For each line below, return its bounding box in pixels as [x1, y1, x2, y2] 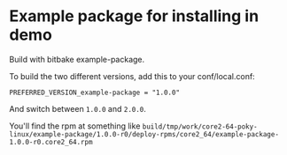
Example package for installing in [9, 6, 260, 26]
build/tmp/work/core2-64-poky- [142, 122, 259, 131]
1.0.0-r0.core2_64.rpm [9, 137, 93, 146]
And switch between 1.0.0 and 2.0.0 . [9, 103, 146, 114]
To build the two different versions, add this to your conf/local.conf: [9, 70, 255, 81]
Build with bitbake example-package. [9, 54, 145, 64]
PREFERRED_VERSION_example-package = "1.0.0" [9, 88, 180, 97]
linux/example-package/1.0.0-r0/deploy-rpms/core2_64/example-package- [9, 129, 279, 138]
